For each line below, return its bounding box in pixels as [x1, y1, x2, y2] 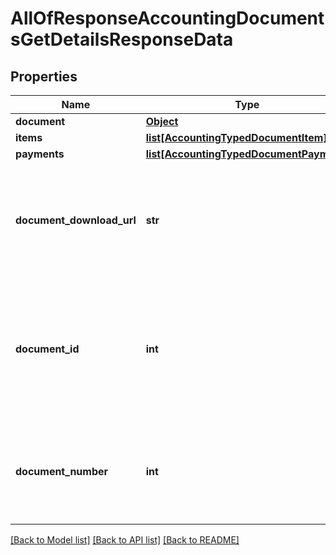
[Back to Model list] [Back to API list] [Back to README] [10, 534, 240, 546]
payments [15, 147, 65, 161]
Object [145, 115, 179, 128]
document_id [15, 342, 80, 356]
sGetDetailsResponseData [10, 28, 234, 51]
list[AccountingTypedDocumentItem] [145, 131, 328, 144]
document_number [15, 465, 109, 478]
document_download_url [15, 213, 137, 227]
